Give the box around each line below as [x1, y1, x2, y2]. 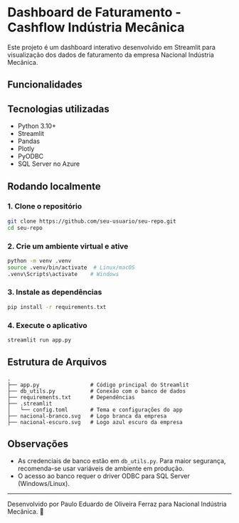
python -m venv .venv [7, 257, 72, 264]
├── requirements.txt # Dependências [7, 393, 135, 401]
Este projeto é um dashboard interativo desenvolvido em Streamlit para [7, 43, 216, 51]
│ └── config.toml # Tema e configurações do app [7, 406, 183, 413]
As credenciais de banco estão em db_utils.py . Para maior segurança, [17, 457, 226, 465]
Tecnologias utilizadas [7, 102, 110, 115]
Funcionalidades [7, 79, 83, 91]
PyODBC [17, 152, 44, 161]
